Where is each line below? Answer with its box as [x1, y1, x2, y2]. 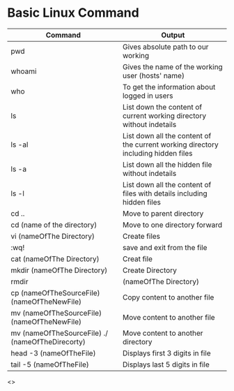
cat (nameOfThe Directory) [10, 253, 100, 263]
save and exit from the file [122, 242, 208, 252]
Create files [122, 231, 161, 241]
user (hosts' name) [122, 71, 185, 80]
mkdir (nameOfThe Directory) [10, 265, 108, 275]
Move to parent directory [122, 208, 204, 218]
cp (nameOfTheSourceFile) [10, 288, 100, 297]
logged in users [122, 91, 173, 101]
